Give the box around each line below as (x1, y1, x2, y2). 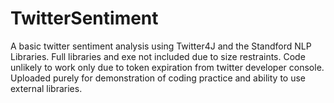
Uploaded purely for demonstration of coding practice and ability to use (10, 72, 306, 84)
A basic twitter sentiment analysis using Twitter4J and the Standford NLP (10, 40, 312, 52)
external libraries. (10, 82, 83, 94)
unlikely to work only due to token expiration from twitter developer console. (10, 61, 325, 73)
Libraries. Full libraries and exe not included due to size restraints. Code (10, 50, 306, 62)
